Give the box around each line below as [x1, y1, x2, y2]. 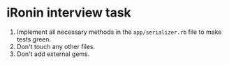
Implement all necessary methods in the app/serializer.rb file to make [16, 28, 222, 36]
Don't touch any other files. [16, 42, 96, 50]
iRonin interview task [6, 5, 132, 21]
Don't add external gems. [16, 50, 90, 58]
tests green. [16, 35, 52, 43]
